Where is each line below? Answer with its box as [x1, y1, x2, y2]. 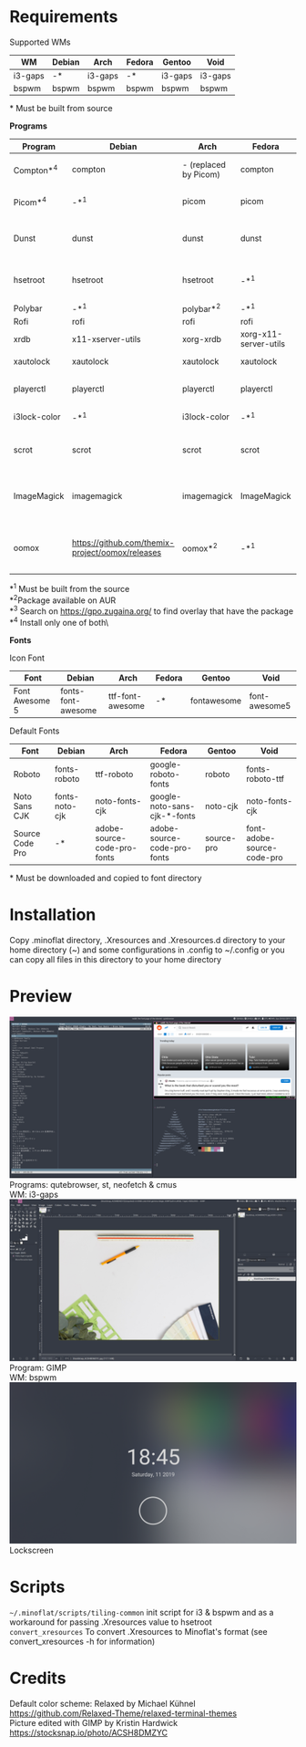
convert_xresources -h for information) [9, 1636, 156, 1647]
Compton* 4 [13, 162, 58, 175]
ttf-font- [107, 691, 143, 702]
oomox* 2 [181, 541, 219, 554]
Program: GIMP [9, 1362, 67, 1373]
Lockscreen [9, 1544, 55, 1555]
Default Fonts [9, 725, 60, 736]
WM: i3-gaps [9, 1189, 59, 1200]
